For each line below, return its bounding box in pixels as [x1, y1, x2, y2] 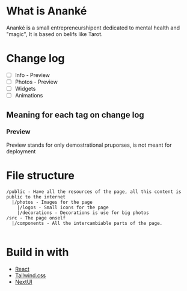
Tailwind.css [14, 272, 46, 279]
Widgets [14, 85, 36, 92]
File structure [6, 169, 75, 182]
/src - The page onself [6, 215, 66, 221]
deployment [6, 147, 36, 155]
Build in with [6, 245, 69, 259]
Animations [14, 92, 43, 99]
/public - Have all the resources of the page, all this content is [6, 188, 182, 195]
